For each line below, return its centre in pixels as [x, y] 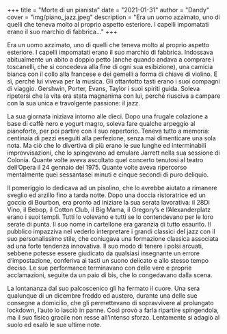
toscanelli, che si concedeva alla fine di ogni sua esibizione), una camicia [110, 67]
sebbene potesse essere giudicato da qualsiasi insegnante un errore [104, 253]
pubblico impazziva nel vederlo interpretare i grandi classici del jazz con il [111, 231]
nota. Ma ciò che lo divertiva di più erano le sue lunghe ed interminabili [107, 145]
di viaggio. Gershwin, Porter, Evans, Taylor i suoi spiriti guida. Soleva [104, 89]
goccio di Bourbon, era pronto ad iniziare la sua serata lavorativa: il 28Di [108, 202]
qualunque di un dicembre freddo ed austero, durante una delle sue [102, 296]
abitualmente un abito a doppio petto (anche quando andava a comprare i [111, 60]
